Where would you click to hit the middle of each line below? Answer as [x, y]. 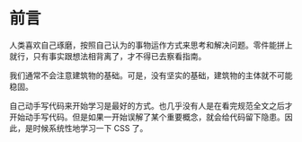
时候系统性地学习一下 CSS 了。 [90, 128]
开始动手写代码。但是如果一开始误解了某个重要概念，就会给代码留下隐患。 [147, 117]
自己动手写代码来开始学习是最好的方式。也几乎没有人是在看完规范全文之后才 [151, 105]
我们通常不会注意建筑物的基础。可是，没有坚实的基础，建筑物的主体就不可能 [151, 75]
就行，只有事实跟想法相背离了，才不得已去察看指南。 [108, 56]
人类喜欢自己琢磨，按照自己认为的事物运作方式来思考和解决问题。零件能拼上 [151, 45]
